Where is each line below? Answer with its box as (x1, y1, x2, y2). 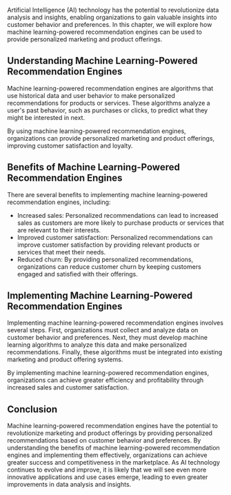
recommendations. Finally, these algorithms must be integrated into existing (7, 348, 223, 356)
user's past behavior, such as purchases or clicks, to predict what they (7, 106, 208, 114)
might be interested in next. (7, 113, 85, 121)
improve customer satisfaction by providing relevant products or (17, 241, 200, 249)
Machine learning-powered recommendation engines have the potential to (7, 422, 219, 430)
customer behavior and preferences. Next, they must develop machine (7, 334, 208, 342)
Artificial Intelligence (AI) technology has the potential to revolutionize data (7, 6, 219, 14)
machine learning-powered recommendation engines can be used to (7, 28, 202, 36)
